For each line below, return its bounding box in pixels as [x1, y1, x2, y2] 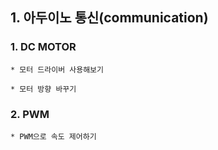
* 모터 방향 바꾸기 [10, 84, 77, 94]
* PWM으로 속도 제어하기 [10, 131, 97, 142]
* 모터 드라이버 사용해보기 [10, 64, 104, 75]
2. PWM [10, 107, 50, 121]
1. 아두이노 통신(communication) [10, 9, 209, 27]
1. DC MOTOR [10, 40, 77, 54]
